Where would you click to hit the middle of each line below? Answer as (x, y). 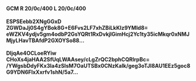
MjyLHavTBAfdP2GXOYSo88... (45, 40)
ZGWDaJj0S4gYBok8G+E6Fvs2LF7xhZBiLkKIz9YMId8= (77, 28)
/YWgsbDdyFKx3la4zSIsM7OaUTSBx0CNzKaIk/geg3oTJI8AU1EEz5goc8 (98, 66)
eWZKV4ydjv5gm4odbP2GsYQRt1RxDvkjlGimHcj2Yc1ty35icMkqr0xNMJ (98, 34)
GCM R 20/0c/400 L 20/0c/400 (46, 8)
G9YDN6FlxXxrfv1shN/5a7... (42, 72)
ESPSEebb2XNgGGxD (34, 21)
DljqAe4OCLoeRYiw (31, 53)
